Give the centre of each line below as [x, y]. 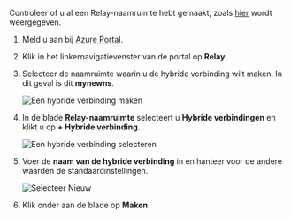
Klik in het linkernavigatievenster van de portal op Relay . [125, 56]
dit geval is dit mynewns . [68, 83]
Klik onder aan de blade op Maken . [86, 205]
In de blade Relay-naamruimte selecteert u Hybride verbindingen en [149, 117]
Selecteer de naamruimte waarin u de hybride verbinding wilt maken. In [152, 74]
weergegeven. [35, 22]
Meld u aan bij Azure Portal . [73, 39]
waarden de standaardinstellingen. [85, 171]
